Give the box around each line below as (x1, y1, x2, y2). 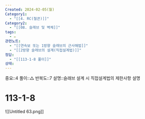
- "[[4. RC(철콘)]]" (9, 16, 49, 21)
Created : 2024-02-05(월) (5, 7, 55, 12)
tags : (5, 30, 16, 34)
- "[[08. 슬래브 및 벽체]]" (9, 25, 61, 30)
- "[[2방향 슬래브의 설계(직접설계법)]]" (9, 48, 82, 52)
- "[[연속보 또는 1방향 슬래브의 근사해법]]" (9, 43, 88, 48)
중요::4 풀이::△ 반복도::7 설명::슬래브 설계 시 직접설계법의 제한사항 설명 (5, 75, 141, 81)
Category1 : (5, 12, 27, 17)
